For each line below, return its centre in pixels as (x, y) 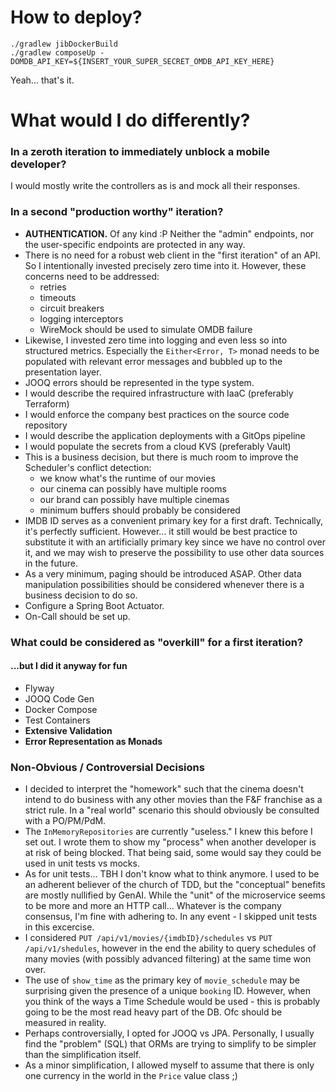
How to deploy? (76, 17)
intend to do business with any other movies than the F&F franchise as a (173, 800)
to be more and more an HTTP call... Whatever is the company (153, 906)
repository (46, 425)
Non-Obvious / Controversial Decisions (107, 767)
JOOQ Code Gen (59, 698)
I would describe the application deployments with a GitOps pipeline (165, 435)
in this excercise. (59, 927)
